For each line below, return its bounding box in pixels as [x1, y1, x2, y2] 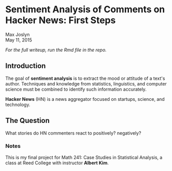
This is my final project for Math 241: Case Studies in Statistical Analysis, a [5, 154, 163, 160]
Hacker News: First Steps [5, 14, 116, 26]
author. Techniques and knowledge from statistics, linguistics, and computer [5, 80, 167, 87]
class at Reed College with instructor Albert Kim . [5, 160, 109, 166]
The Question [5, 116, 50, 125]
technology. [5, 101, 31, 108]
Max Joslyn [5, 31, 30, 37]
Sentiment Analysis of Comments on [5, 4, 165, 15]
